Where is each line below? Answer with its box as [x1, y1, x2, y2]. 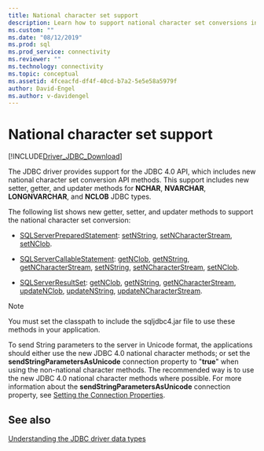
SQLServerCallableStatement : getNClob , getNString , [19, 255, 190, 264]
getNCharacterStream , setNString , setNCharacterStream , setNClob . [19, 262, 240, 272]
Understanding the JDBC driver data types [8, 434, 147, 443]
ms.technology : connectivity [8, 63, 104, 71]
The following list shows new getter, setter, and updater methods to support [8, 207, 254, 217]
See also [8, 413, 51, 427]
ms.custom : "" [8, 26, 55, 34]
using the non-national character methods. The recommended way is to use [8, 365, 255, 375]
